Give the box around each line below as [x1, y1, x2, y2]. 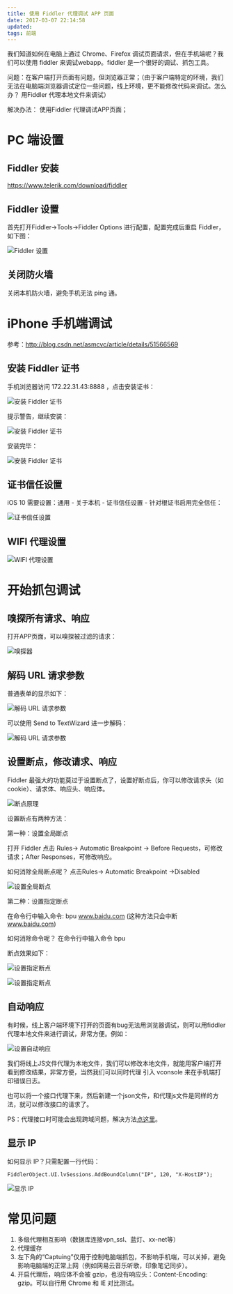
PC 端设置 [7, 132, 64, 149]
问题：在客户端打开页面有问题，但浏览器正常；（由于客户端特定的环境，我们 [7, 73, 224, 82]
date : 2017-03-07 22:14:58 [7, 17, 86, 24]
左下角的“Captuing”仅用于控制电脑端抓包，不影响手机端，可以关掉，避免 [17, 1253, 226, 1261]
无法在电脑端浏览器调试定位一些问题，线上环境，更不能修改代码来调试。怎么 [7, 82, 227, 91]
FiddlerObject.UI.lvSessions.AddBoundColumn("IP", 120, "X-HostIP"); [7, 1171, 214, 1178]
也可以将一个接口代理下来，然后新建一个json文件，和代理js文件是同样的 [7, 1091, 214, 1099]
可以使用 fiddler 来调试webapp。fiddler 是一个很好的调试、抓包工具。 [13, 59, 213, 67]
